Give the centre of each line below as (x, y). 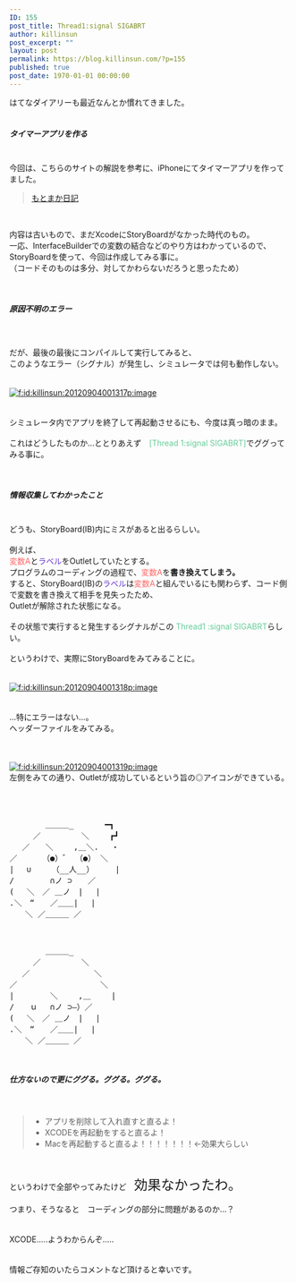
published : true (39, 68)
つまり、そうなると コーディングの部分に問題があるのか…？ (122, 1209)
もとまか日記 (55, 198)
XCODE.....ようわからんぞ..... (62, 1239)
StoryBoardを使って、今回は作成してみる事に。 (96, 257)
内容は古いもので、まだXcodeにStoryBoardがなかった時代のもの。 (132, 234)
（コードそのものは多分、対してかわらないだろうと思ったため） (127, 268)
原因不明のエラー (41, 309)
